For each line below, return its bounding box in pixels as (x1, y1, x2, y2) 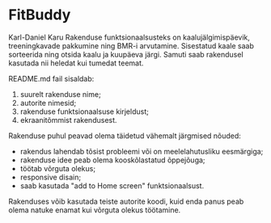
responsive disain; (19, 172, 82, 182)
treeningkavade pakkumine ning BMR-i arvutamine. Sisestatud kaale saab (8, 40, 255, 50)
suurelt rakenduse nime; (19, 89, 101, 99)
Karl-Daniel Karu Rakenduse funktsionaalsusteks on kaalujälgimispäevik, (8, 32, 251, 42)
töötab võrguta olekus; (19, 163, 95, 173)
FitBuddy (8, 6, 71, 24)
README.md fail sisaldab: (8, 74, 95, 83)
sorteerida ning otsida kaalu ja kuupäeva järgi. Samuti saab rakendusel (8, 49, 244, 59)
